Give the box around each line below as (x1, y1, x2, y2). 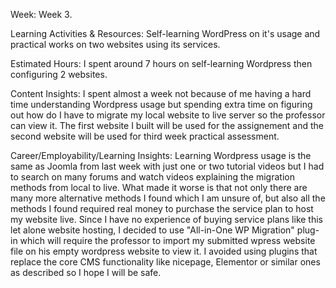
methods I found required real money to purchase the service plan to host (10, 203, 314, 214)
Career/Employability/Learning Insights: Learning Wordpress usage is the (10, 150, 312, 161)
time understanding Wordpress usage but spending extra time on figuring (10, 99, 313, 110)
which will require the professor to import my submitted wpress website (19, 235, 316, 246)
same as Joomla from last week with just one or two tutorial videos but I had (10, 160, 325, 172)
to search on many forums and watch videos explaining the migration (10, 171, 295, 183)
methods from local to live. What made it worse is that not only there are (10, 182, 308, 193)
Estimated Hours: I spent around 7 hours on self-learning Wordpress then (10, 58, 313, 69)
